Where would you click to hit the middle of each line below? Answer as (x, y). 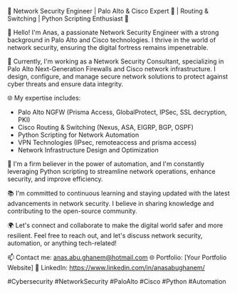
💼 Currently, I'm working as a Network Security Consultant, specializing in (116, 61)
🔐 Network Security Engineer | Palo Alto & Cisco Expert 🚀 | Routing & (108, 11)
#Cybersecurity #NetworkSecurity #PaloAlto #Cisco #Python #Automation (117, 281)
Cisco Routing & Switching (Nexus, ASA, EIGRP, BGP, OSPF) (106, 127)
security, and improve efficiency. (55, 179)
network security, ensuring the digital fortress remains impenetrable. (108, 47)
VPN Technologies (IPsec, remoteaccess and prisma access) (107, 142)
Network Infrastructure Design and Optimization (88, 150)
